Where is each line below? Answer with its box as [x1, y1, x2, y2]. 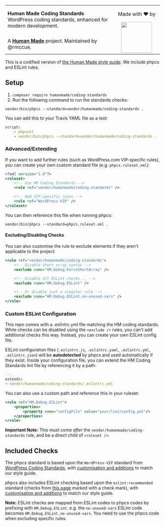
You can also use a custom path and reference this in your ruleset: [5, 390, 139, 396]
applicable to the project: [5, 249, 55, 255]
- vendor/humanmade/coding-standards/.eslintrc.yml [5, 381, 113, 386]
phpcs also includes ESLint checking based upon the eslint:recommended [5, 480, 153, 486]
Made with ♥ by [117, 11, 156, 17]
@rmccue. [7, 43, 32, 50]
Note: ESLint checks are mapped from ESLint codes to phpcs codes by [5, 500, 149, 506]
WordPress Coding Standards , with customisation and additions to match [5, 465, 153, 471]
